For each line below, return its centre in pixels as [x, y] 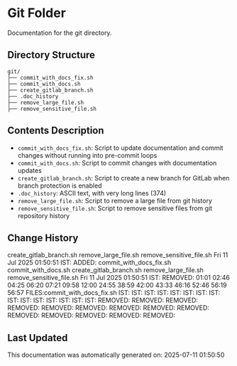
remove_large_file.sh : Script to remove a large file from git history [115, 200]
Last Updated [38, 338]
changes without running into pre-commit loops [87, 155]
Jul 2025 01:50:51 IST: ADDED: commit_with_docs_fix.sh [89, 263]
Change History [43, 238]
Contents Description [56, 130]
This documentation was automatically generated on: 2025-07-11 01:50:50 [116, 355]
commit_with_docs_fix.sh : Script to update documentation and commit [120, 148]
